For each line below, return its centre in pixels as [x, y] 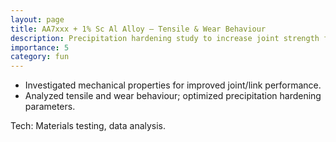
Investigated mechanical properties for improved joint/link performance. [173, 85]
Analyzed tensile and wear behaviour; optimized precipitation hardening [173, 96]
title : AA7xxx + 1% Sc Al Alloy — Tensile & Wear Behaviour [138, 29]
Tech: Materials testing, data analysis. [88, 126]
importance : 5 [40, 47]
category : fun [40, 57]
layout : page [37, 19]
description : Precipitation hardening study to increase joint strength [165, 38]
